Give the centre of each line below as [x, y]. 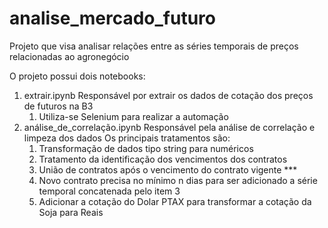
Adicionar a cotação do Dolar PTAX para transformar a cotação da [175, 201]
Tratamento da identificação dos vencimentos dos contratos [163, 159]
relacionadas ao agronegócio [69, 56]
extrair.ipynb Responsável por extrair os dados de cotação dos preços [168, 95]
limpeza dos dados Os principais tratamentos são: [127, 138]
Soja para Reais [71, 212]
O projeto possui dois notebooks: [77, 76]
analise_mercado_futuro [113, 18]
